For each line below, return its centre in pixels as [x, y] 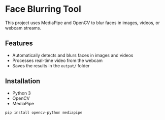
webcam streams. [23, 28]
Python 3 [21, 93]
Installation [23, 81]
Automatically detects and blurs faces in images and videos [73, 55]
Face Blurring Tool [43, 9]
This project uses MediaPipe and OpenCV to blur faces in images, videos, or [82, 23]
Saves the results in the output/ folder [51, 65]
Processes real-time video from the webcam [57, 60]
